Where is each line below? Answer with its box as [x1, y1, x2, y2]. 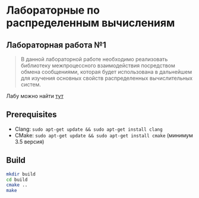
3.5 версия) [14, 138, 45, 145]
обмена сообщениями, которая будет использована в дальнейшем [20, 68, 192, 75]
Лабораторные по [6, 4, 100, 17]
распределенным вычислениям [6, 16, 175, 30]
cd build [6, 177, 28, 183]
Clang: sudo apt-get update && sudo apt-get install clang [14, 125, 163, 133]
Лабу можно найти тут [6, 93, 64, 99]
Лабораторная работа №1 [6, 40, 107, 50]
